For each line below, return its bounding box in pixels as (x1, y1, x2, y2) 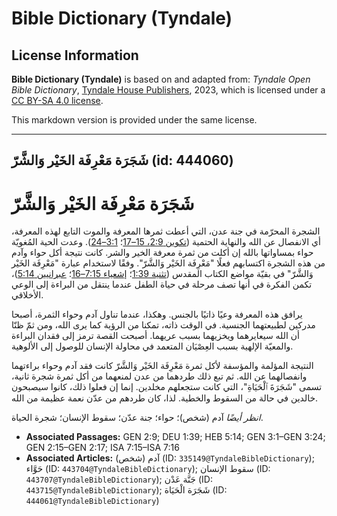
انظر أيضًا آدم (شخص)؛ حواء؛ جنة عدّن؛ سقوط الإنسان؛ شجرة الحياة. (11, 412, 264, 424)
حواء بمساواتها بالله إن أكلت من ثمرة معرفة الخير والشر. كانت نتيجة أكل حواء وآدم (11, 247, 314, 259)
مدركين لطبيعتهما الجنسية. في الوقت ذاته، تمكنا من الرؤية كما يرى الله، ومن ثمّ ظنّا (11, 319, 316, 331)
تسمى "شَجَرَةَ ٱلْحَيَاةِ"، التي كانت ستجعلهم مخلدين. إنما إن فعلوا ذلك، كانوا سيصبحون (11, 381, 323, 393)
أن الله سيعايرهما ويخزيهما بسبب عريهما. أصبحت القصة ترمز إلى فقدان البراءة (11, 330, 300, 342)
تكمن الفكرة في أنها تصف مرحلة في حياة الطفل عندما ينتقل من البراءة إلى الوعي (11, 278, 313, 291)
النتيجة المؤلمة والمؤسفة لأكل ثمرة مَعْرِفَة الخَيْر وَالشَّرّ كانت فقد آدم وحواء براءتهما (11, 360, 314, 372)
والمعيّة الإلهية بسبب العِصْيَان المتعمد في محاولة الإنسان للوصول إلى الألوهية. (11, 340, 294, 352)
